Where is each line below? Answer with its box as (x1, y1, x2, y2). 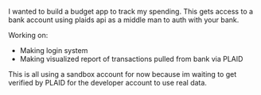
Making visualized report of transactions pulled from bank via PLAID (19, 55, 243, 63)
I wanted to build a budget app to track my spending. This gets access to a (8, 7, 253, 16)
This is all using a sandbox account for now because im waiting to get (8, 70, 237, 78)
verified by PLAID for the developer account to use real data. (8, 78, 207, 87)
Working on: (8, 31, 49, 40)
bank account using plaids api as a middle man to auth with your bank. (8, 15, 240, 25)
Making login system (19, 46, 88, 55)
